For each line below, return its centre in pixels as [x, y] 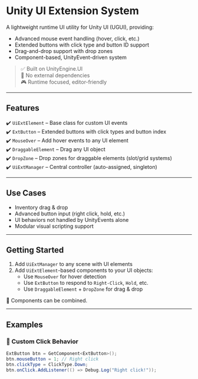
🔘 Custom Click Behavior [42, 341]
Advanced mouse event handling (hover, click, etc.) [77, 38]
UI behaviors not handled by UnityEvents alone [72, 220]
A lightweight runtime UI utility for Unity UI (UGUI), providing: [80, 27]
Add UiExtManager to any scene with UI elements [73, 264]
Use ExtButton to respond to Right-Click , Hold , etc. [86, 283]
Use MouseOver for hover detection [65, 277]
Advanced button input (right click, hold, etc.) [70, 214]
